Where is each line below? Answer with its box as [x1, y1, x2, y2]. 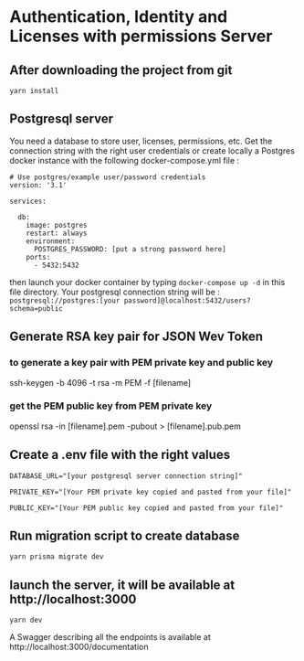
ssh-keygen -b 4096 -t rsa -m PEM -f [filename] [9, 377, 192, 388]
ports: [26, 252, 51, 261]
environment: [26, 236, 76, 246]
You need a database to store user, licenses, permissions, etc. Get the [9, 135, 273, 146]
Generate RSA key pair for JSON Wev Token [9, 329, 263, 345]
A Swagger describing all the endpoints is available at [9, 632, 212, 643]
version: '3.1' [9, 180, 68, 189]
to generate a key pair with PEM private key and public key [9, 357, 274, 369]
